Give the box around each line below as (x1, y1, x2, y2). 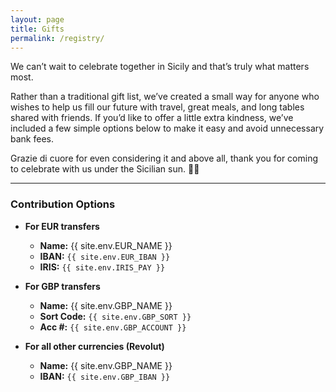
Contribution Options (10, 197, 116, 211)
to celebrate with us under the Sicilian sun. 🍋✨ (10, 163, 200, 175)
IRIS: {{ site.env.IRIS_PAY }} (39, 261, 166, 273)
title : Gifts (10, 24, 65, 34)
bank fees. (10, 133, 54, 145)
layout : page (10, 14, 65, 25)
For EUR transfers (24, 220, 100, 232)
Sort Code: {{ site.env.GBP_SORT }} (39, 310, 192, 322)
